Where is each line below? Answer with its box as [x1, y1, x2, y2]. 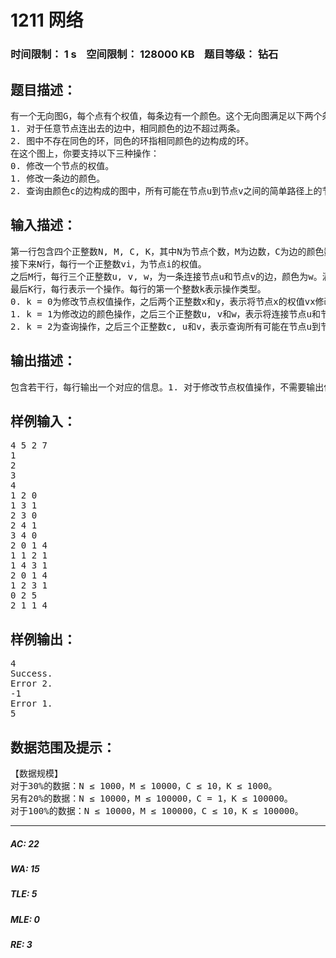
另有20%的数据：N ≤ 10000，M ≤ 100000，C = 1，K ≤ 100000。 [10, 792, 293, 804]
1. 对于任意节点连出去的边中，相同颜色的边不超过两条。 [10, 122, 246, 134]
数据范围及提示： [10, 739, 116, 756]
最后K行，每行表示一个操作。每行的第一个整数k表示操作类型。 [10, 283, 267, 295]
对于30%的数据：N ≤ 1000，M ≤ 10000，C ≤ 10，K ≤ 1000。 [10, 780, 278, 791]
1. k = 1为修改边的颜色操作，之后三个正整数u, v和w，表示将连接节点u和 [10, 308, 322, 320]
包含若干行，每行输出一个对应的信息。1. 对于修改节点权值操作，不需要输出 [10, 381, 325, 393]
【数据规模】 [10, 767, 63, 779]
